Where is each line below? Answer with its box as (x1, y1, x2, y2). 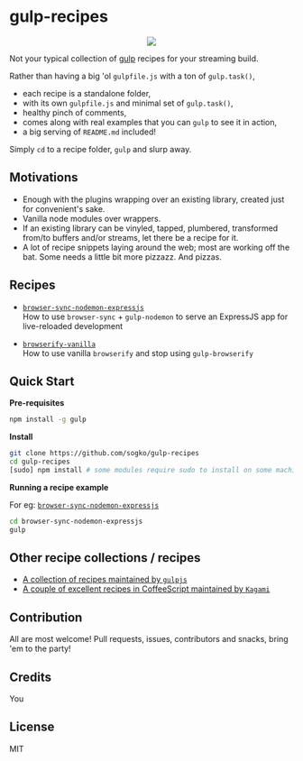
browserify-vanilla (22, 340, 96, 349)
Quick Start (9, 373, 75, 389)
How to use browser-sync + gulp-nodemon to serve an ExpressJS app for (22, 311, 289, 322)
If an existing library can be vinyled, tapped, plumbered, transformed (22, 223, 279, 234)
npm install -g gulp (9, 415, 87, 425)
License (9, 720, 55, 735)
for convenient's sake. (22, 203, 106, 214)
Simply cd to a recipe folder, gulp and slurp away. (9, 143, 192, 154)
